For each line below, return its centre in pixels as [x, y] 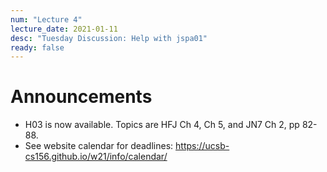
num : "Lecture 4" [46, 19]
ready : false [37, 47]
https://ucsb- [202, 146]
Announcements [81, 97]
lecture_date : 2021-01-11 [64, 29]
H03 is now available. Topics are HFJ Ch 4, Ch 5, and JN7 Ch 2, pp [162, 125]
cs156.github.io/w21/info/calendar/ [96, 157]
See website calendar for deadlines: [99, 146]
